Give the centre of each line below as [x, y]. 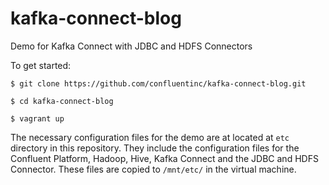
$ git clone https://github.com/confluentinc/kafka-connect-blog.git [158, 83]
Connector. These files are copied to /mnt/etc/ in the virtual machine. [153, 169]
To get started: [41, 65]
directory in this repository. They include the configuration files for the [155, 148]
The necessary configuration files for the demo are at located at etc [150, 137]
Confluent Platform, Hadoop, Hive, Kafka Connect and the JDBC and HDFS [164, 158]
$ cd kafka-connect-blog [62, 101]
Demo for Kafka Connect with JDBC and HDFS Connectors [131, 46]
